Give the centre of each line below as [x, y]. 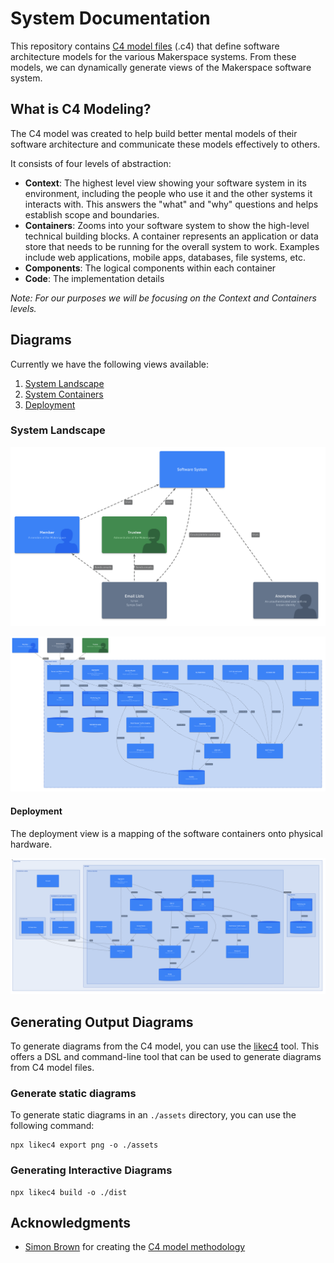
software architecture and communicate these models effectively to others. [165, 144]
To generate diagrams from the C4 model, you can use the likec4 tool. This [165, 1046]
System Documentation [110, 18]
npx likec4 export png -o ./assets [84, 1145]
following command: [52, 1126]
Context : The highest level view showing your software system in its [165, 183]
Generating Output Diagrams [102, 1022]
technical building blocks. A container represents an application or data [171, 236]
